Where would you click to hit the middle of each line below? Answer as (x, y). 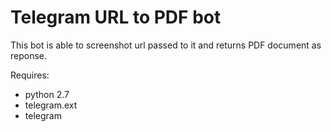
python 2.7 (47, 94)
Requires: (30, 75)
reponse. (29, 55)
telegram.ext (51, 105)
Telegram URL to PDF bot (116, 17)
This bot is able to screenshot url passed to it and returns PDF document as (166, 45)
